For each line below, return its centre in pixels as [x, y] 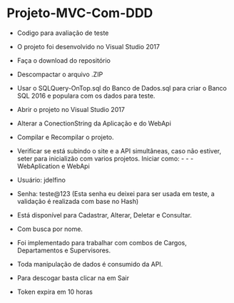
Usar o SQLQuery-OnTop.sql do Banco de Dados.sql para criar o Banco [122, 88]
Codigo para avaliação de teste [63, 33]
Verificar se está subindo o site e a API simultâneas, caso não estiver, [119, 150]
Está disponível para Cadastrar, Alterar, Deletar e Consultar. [104, 215]
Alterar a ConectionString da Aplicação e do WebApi [94, 123]
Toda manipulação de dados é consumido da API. [90, 264]
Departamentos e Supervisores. [64, 250]
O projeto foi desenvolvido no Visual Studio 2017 [88, 46]
